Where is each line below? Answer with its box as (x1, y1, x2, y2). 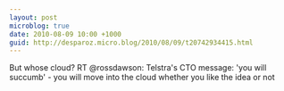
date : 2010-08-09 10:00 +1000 (9, 29, 122, 38)
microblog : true (9, 21, 70, 30)
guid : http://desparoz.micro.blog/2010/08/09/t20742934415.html (9, 37, 254, 47)
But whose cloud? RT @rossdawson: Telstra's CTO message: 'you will (9, 62, 267, 73)
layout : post (9, 12, 58, 22)
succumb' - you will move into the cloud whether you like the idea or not (9, 72, 275, 83)
